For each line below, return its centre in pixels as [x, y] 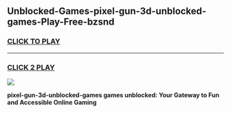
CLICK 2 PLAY [31, 67]
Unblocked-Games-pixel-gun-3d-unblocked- [107, 11]
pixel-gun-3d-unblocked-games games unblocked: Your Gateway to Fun [113, 95]
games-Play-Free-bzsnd [61, 22]
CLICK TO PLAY [34, 42]
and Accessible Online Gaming [52, 102]
